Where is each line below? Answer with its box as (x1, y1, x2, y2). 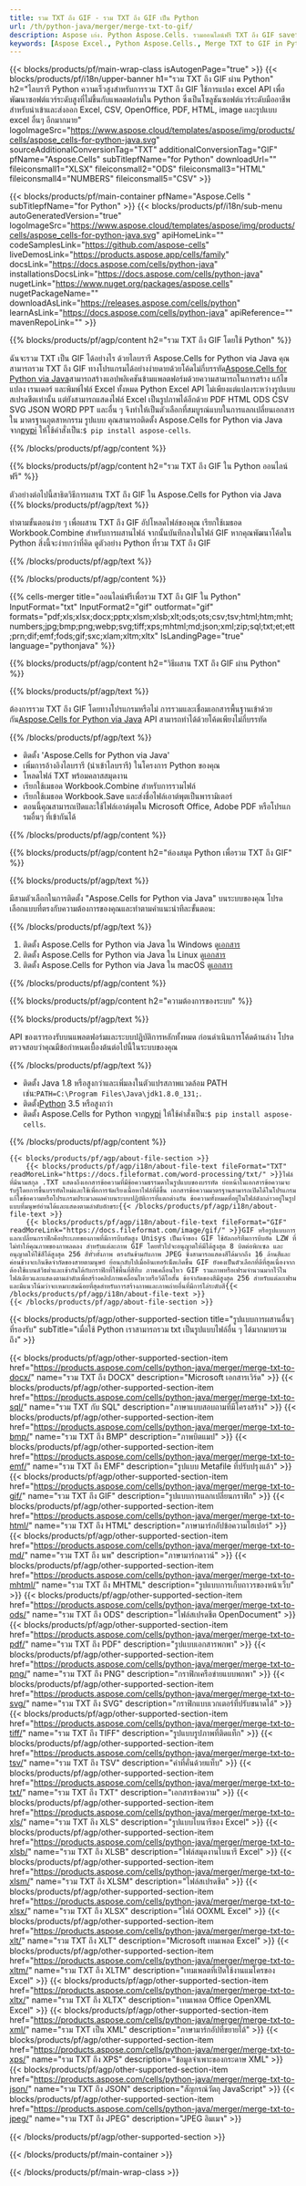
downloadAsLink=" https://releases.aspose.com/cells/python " (9, 297, 241, 308)
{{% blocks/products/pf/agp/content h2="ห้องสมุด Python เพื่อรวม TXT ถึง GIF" (9, 848, 293, 859)
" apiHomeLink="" (156, 230, 225, 241)
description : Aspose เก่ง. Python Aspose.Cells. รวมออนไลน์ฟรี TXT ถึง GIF (9, 30, 275, 39)
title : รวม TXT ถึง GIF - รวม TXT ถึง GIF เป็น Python (9, 13, 199, 23)
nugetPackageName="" (9, 288, 99, 299)
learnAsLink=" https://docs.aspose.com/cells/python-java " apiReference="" (9, 307, 293, 318)
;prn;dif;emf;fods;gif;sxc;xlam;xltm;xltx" (9, 630, 159, 641)
